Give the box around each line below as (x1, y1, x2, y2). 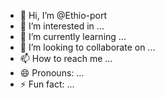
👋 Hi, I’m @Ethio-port (19, 10, 108, 21)
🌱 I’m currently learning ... (19, 31, 127, 42)
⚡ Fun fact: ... (19, 78, 75, 90)
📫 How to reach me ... (19, 53, 113, 64)
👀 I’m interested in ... (19, 20, 105, 32)
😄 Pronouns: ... (19, 67, 85, 79)
